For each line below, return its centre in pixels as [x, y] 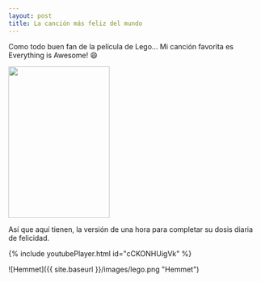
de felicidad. [29, 238]
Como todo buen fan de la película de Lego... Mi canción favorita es [121, 46]
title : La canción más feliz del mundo [76, 23]
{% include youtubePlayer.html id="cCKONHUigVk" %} [100, 253]
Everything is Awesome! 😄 [53, 55]
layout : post [30, 16]
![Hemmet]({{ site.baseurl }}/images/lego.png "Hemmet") [104, 269]
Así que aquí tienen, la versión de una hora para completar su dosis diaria [130, 229]
